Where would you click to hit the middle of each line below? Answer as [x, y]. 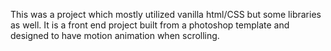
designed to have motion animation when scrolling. [115, 35]
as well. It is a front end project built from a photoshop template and [150, 25]
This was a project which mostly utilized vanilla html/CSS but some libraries [166, 14]
